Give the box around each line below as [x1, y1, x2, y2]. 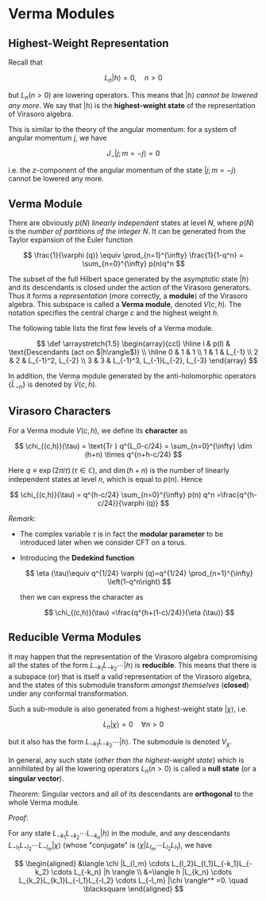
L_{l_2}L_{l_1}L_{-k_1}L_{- [172, 858, 253, 868]
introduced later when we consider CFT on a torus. [19, 538, 187, 547]
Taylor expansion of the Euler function [8, 235, 133, 245]
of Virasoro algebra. [8, 109, 74, 118]
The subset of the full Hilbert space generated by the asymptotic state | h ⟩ [8, 274, 249, 284]
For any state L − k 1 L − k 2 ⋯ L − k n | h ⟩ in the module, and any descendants [8, 829, 230, 841]
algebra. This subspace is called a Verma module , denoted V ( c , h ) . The [8, 300, 242, 309]
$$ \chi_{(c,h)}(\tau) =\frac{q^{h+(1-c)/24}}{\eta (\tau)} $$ [44, 608, 235, 617]
